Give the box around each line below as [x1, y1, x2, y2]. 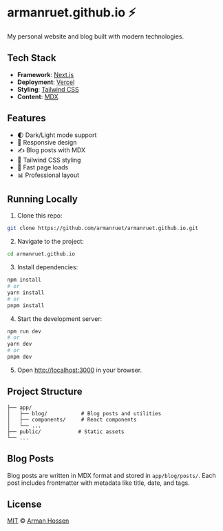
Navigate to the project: [17, 238, 85, 246]
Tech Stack [7, 52, 56, 64]
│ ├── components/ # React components [7, 416, 137, 423]
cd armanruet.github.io [7, 251, 76, 258]
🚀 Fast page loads [17, 163, 69, 171]
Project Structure [7, 386, 83, 397]
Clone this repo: [17, 211, 63, 220]
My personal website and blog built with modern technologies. [7, 32, 184, 41]
